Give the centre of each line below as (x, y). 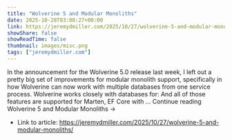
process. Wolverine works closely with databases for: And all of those (106, 94)
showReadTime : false (37, 40)
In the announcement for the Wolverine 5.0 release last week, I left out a (109, 72)
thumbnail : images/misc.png (48, 46)
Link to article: (37, 122)
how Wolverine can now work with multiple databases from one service (109, 87)
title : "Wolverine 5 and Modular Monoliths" (72, 14)
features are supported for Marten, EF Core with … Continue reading (104, 101)
